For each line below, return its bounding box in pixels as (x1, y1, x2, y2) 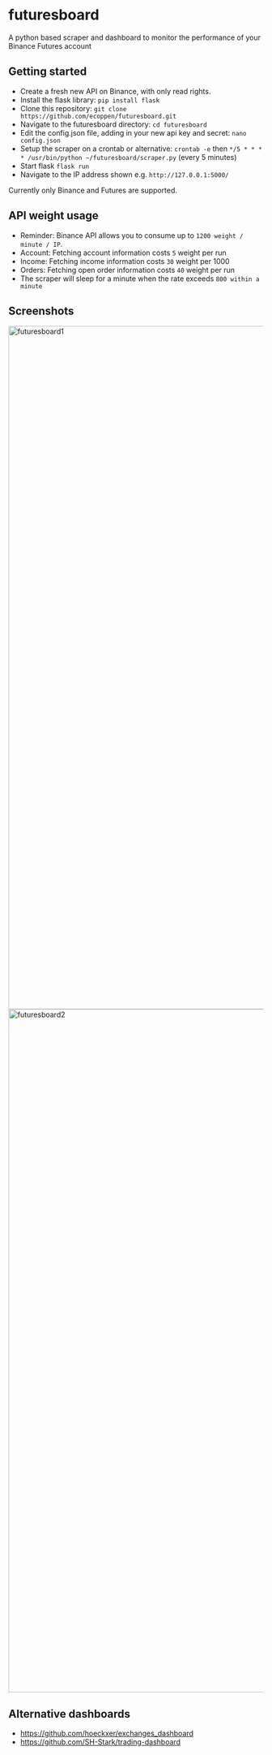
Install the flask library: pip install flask (19, 95, 160, 105)
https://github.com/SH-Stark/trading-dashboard (19, 1737, 181, 1747)
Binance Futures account (8, 41, 91, 50)
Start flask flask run (19, 161, 90, 171)
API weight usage (8, 209, 99, 223)
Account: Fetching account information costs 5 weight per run (19, 248, 227, 257)
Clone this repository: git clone (19, 103, 127, 113)
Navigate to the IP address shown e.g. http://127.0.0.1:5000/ (19, 169, 229, 179)
